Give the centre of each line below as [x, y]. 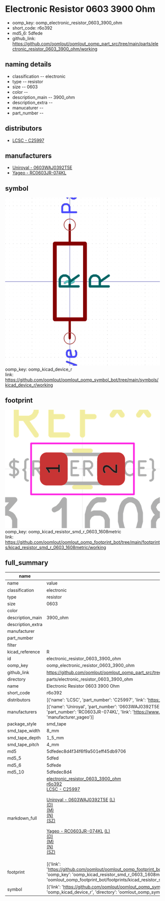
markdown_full [22, 818]
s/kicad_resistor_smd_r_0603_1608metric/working [56, 547]
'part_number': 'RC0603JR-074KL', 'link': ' [90, 712]
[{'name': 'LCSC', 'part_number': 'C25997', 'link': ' [97, 700]
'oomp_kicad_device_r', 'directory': [82, 892]
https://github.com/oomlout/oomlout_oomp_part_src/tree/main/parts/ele [85, 43]
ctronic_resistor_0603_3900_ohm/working [55, 49]
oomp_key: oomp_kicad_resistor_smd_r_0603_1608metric [63, 531]
